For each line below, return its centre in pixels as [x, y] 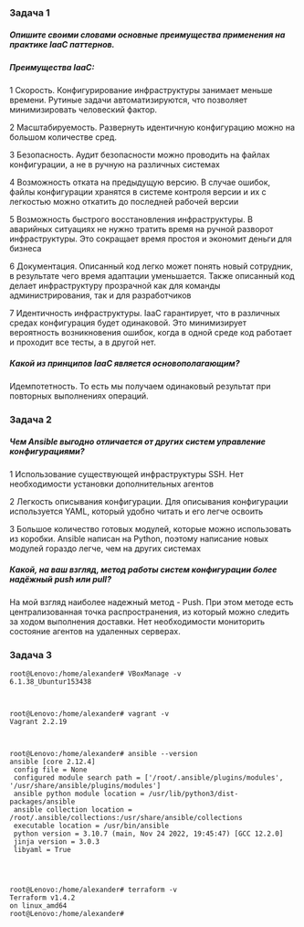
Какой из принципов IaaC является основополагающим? [125, 363]
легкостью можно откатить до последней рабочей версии [124, 202]
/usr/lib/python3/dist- [194, 794]
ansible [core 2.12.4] [52, 762]
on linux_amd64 [38, 906]
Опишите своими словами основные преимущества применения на [147, 35]
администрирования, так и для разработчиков [100, 295]
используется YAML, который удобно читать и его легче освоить [136, 511]
